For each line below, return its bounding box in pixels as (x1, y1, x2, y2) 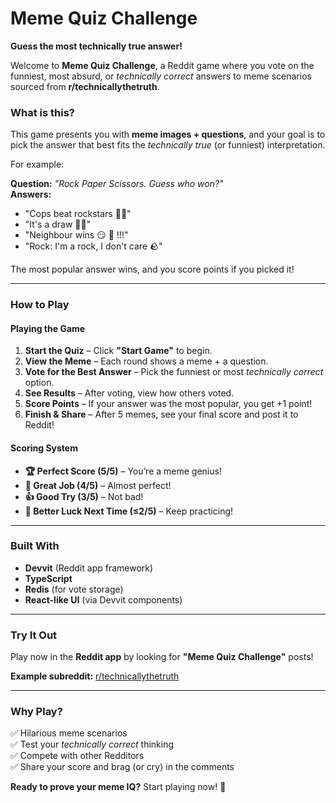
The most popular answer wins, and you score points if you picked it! (10, 263, 295, 276)
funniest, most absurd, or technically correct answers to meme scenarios (10, 70, 312, 82)
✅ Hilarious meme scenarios (10, 727, 128, 739)
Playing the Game (10, 322, 86, 334)
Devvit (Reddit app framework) (24, 562, 154, 574)
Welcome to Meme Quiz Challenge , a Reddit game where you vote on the (10, 59, 315, 71)
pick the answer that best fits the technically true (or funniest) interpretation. (10, 139, 326, 151)
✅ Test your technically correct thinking (10, 738, 175, 751)
